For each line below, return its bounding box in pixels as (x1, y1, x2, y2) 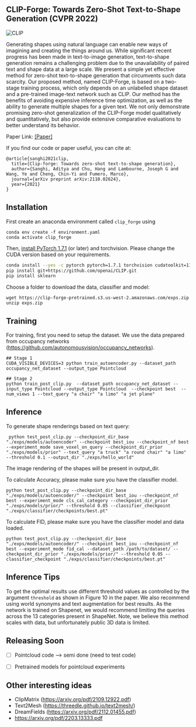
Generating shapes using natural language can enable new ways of (6, 40, 168, 47)
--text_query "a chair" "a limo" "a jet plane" (37, 391, 156, 397)
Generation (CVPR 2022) (6, 14, 98, 24)
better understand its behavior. (6, 121, 80, 128)
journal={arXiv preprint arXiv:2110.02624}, (11, 176, 121, 182)
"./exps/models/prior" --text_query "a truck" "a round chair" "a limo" (6, 449, 187, 455)
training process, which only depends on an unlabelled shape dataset (20, 84, 188, 91)
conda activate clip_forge (6, 234, 72, 240)
